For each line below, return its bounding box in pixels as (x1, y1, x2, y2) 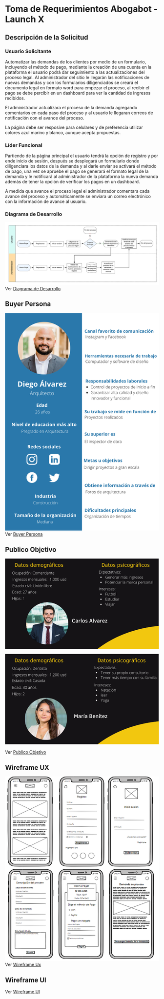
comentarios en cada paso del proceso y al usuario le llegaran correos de (5, 110, 153, 116)
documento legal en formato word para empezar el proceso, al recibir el (5, 84, 150, 91)
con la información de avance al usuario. (5, 199, 87, 204)
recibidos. (5, 95, 25, 101)
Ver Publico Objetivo (5, 749, 46, 755)
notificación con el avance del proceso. (5, 115, 84, 120)
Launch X (5, 14, 45, 25)
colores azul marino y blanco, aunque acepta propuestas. (5, 129, 121, 135)
